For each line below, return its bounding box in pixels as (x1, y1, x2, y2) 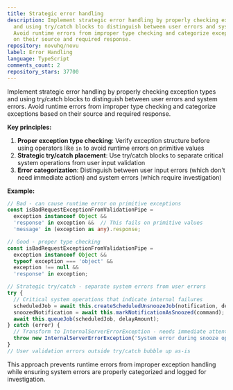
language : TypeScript (7, 56, 70, 62)
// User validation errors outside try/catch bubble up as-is (7, 348, 191, 355)
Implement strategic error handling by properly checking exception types (7, 87, 216, 96)
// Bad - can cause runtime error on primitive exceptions (7, 200, 182, 207)
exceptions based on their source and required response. (7, 109, 171, 118)
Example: (7, 187, 35, 195)
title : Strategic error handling (7, 10, 104, 17)
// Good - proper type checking (7, 238, 101, 245)
